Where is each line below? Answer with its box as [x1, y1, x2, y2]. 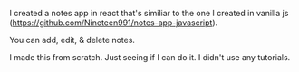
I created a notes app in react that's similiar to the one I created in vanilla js [9, 8, 289, 18]
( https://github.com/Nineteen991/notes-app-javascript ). [9, 17, 218, 28]
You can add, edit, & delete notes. [9, 35, 136, 45]
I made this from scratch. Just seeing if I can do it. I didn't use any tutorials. [9, 52, 291, 62]
